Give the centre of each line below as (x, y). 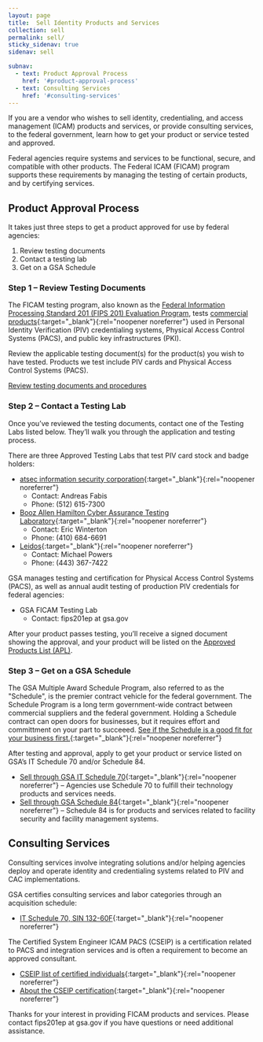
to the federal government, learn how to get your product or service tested (129, 135)
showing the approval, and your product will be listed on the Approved (122, 642)
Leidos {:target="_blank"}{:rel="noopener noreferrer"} (106, 546)
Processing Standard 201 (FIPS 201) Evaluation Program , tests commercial (128, 313)
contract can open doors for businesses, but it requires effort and (114, 721)
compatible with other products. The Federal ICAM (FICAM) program (119, 167)
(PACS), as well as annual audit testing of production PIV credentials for (124, 586)
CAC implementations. (44, 879)
